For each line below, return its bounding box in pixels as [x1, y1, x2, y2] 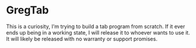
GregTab [6, 4, 49, 17]
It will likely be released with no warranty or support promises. [6, 35, 158, 42]
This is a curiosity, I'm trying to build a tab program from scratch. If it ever [6, 23, 185, 30]
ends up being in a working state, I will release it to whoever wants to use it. [6, 29, 190, 36]
